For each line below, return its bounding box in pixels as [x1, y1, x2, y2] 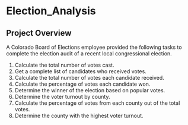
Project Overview [6, 28, 72, 38]
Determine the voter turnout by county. [14, 93, 110, 100]
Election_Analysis [6, 4, 96, 18]
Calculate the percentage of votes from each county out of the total [14, 99, 180, 107]
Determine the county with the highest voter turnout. [14, 112, 144, 119]
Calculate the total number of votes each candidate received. [14, 74, 164, 81]
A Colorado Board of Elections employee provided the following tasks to [6, 43, 182, 51]
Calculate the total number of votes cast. [14, 61, 114, 68]
